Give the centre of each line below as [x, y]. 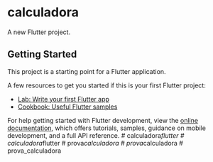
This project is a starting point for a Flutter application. [87, 71]
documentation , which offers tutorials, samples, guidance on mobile [106, 128]
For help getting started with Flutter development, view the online [103, 120]
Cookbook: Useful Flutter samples [67, 107]
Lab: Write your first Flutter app [64, 99]
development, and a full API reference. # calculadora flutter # [96, 135]
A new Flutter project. [39, 32]
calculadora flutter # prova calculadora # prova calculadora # [95, 143]
